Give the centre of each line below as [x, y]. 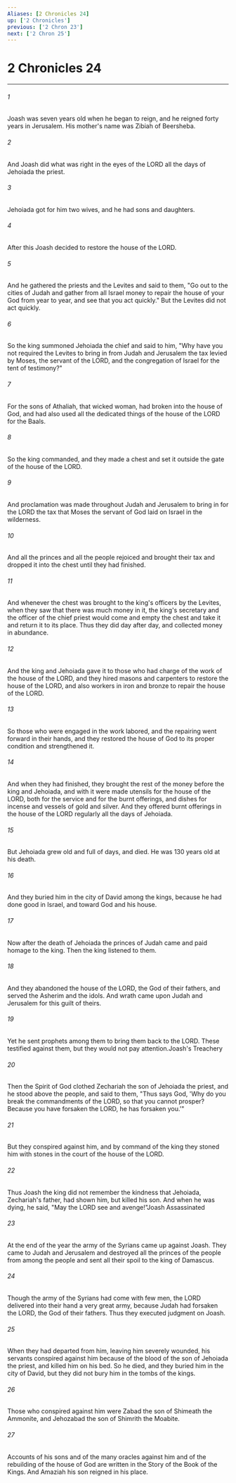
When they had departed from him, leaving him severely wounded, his [109, 1351]
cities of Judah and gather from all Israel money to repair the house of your [116, 293]
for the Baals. [27, 421]
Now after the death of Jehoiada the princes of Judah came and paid [107, 943]
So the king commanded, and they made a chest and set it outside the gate [116, 459]
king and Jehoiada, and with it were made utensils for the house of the [109, 791]
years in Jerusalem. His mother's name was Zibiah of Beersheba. [101, 126]
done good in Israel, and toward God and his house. [82, 905]
